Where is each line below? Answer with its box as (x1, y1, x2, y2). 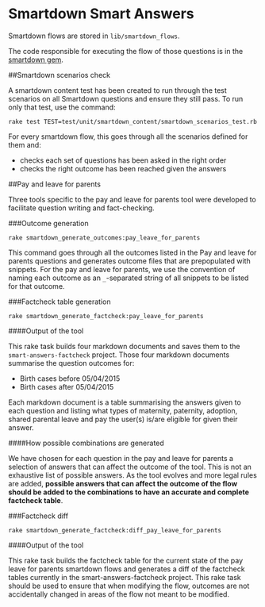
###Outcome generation (8, 218, 89, 228)
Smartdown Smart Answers (8, 5, 194, 23)
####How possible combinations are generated (8, 438, 164, 448)
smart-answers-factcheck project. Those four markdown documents (8, 350, 230, 359)
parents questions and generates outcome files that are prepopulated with (8, 255, 252, 266)
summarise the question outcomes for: (8, 358, 135, 367)
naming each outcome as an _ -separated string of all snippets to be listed (8, 273, 249, 282)
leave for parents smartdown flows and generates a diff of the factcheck (8, 564, 245, 574)
